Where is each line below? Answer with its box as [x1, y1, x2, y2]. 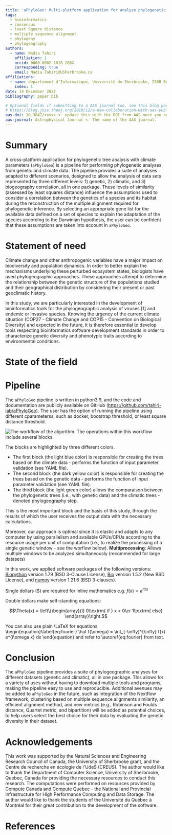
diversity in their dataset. [5, 718, 58, 724]
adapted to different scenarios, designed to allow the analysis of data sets [5, 173, 161, 179]
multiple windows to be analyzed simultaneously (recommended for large [5, 550, 160, 556]
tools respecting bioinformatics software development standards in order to [5, 327, 165, 333]
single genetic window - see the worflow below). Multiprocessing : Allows [5, 545, 161, 551]
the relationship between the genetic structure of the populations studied [5, 279, 160, 285]
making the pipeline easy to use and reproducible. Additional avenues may [5, 685, 163, 691]
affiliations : [5, 75, 36, 80]
